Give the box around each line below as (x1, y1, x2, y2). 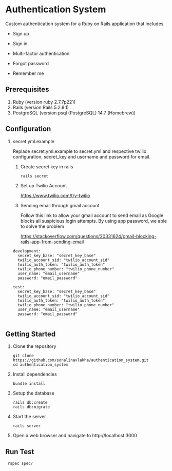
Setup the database (12, 390, 55, 396)
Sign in (12, 40, 28, 47)
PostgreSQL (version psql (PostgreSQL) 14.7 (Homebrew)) (12, 109, 136, 116)
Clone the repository (12, 343, 56, 349)
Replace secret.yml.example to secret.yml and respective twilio (12, 148, 147, 154)
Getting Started (5, 329, 56, 338)
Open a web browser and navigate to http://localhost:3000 (12, 433, 137, 439)
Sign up (12, 30, 29, 36)
